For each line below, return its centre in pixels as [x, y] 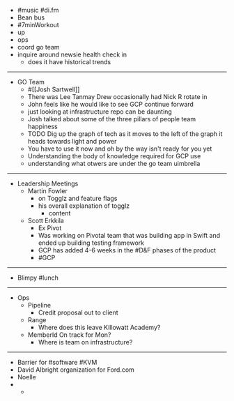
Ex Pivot [50, 228]
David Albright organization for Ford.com [76, 370]
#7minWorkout [38, 25]
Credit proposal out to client [78, 312]
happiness [42, 126]
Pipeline [39, 305]
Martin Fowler [47, 191]
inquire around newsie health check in [72, 54]
